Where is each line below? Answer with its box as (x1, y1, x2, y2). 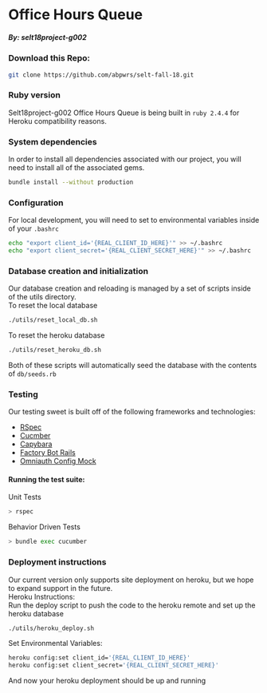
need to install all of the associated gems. (8, 163, 145, 172)
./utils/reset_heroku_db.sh (8, 346, 102, 354)
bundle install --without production (8, 178, 134, 186)
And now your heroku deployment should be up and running (8, 676, 206, 686)
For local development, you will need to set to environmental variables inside (8, 216, 260, 225)
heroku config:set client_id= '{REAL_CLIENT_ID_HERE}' (8, 654, 191, 662)
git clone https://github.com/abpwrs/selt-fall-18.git (8, 70, 194, 79)
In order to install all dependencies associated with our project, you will (8, 154, 241, 164)
